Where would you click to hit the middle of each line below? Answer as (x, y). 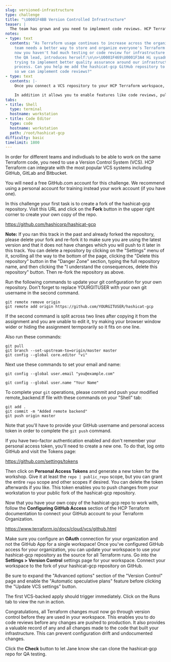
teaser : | (16, 24)
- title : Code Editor (28, 119)
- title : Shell (21, 104)
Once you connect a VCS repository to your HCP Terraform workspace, (90, 86)
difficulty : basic (25, 138)
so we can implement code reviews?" (53, 72)
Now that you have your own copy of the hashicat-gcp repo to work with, (82, 503)
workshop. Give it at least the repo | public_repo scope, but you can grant (84, 476)
